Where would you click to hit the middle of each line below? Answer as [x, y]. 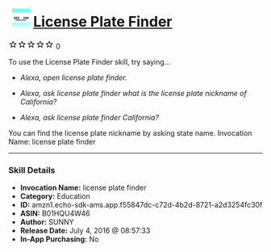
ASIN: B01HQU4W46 [55, 213]
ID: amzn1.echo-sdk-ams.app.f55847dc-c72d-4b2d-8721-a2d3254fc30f [141, 205]
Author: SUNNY [47, 222]
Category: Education [55, 196]
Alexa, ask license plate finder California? [90, 117]
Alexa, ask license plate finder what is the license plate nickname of [133, 93]
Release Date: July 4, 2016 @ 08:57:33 [85, 231]
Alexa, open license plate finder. [73, 78]
